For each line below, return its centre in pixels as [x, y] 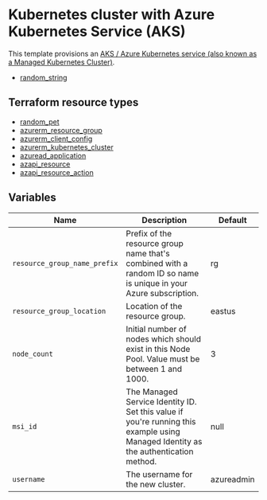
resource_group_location [59, 311]
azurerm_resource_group [61, 130]
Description [164, 220]
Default [233, 220]
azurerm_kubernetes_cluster [66, 147]
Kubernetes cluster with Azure [112, 15]
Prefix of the [149, 233]
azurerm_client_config [56, 139]
